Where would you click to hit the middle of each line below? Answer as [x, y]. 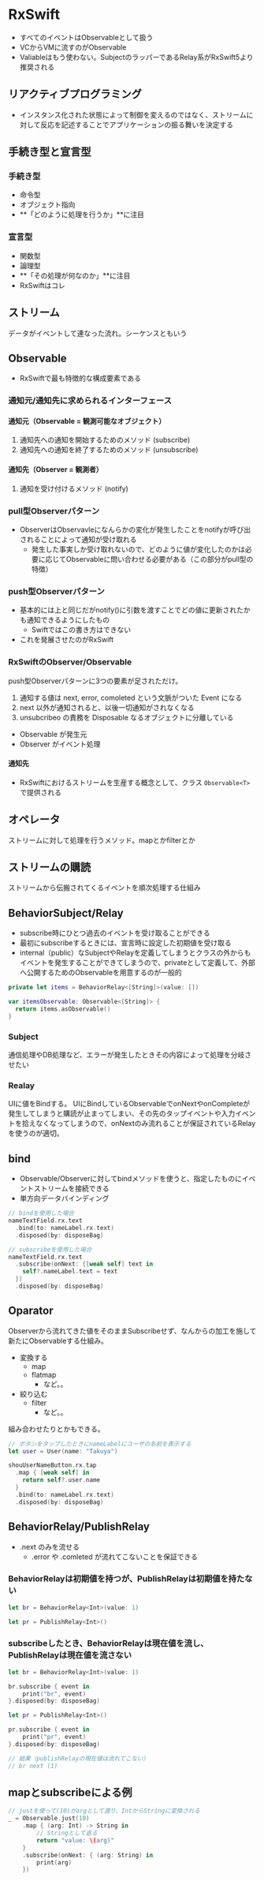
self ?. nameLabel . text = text [70, 1272]
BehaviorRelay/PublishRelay [79, 1527]
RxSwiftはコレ [42, 285]
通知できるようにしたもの [68, 620]
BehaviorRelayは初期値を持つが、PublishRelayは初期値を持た [126, 1579]
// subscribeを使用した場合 [50, 1249]
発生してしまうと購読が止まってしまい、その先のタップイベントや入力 [122, 1113]
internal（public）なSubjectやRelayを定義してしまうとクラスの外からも [135, 953]
